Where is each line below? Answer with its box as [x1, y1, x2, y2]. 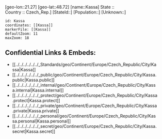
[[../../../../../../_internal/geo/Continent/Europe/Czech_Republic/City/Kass [12, 82, 156, 88]
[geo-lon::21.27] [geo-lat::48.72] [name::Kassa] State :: [5, 4, 115, 10]
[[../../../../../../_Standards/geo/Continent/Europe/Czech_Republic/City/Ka [12, 62, 157, 67]
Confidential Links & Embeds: [5, 48, 96, 57]
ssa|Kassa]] [12, 66, 36, 72]
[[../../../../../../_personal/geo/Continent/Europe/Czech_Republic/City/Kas [12, 113, 156, 119]
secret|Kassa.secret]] [12, 128, 56, 134]
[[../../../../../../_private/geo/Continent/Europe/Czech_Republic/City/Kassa [12, 103, 157, 108]
